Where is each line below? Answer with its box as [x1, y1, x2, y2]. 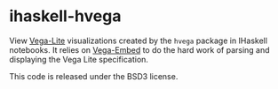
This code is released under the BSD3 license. [9, 70, 179, 81]
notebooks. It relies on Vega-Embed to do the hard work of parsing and [9, 44, 270, 55]
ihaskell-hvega [9, 6, 122, 26]
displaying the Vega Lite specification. [9, 54, 149, 64]
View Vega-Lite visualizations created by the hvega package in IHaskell [9, 35, 268, 46]
